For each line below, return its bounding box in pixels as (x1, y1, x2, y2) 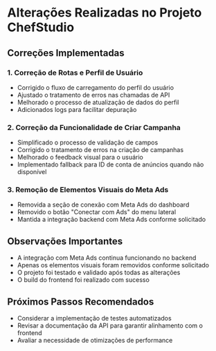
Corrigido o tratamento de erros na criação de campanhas (17, 146, 184, 154)
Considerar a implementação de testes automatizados (17, 314, 172, 323)
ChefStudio (7, 19, 75, 35)
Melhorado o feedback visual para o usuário (17, 153, 143, 162)
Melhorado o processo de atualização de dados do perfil (17, 98, 179, 106)
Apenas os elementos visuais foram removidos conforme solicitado (17, 261, 210, 269)
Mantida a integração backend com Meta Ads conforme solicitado (17, 216, 206, 224)
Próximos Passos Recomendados (7, 296, 154, 307)
